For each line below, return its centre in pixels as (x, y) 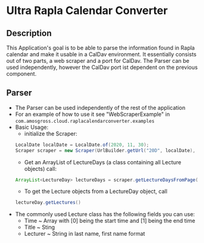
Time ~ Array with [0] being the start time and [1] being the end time (110, 221)
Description (29, 33)
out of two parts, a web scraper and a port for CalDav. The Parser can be (98, 61)
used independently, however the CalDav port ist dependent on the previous (102, 67)
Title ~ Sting (40, 227)
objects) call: (40, 169)
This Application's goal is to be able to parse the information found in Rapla (100, 48)
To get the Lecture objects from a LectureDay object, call (96, 191)
